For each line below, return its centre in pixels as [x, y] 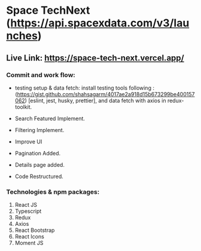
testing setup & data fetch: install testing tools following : [84, 88]
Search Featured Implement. [50, 118]
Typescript [28, 211]
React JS [26, 205]
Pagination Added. [38, 153]
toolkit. [23, 107]
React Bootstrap [35, 230]
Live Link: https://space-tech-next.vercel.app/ [95, 58]
